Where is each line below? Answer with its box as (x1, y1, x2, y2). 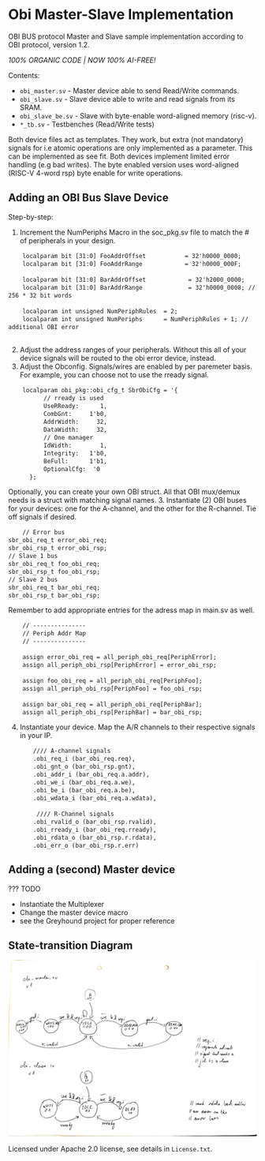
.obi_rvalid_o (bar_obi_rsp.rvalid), (32, 818, 157, 826)
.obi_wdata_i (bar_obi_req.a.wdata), (32, 794, 157, 802)
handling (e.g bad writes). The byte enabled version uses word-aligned (8, 159, 239, 169)
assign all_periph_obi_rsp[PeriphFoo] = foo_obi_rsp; (22, 684, 203, 692)
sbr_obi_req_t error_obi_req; (8, 536, 108, 544)
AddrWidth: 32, (43, 418, 108, 425)
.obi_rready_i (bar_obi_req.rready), (32, 826, 157, 833)
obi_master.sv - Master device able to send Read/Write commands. (19, 85, 240, 96)
